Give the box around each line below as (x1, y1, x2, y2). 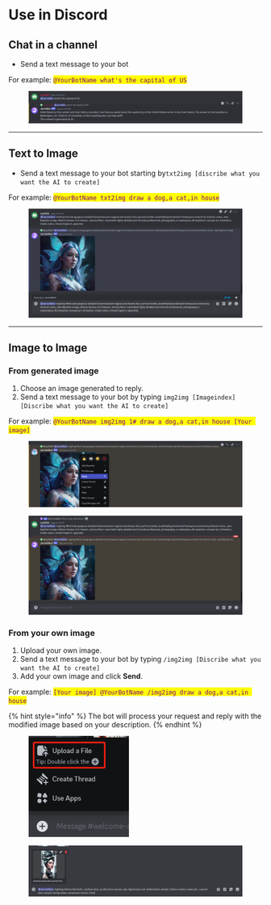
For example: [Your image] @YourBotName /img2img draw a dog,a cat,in (8, 687, 248, 697)
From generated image (8, 365, 99, 377)
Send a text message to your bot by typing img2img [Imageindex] (19, 392, 236, 402)
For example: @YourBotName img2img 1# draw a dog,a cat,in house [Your (8, 416, 252, 426)
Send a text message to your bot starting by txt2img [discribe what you (19, 168, 261, 178)
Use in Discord (8, 6, 108, 24)
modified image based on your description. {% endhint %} (8, 720, 202, 730)
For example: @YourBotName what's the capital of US (8, 75, 187, 84)
